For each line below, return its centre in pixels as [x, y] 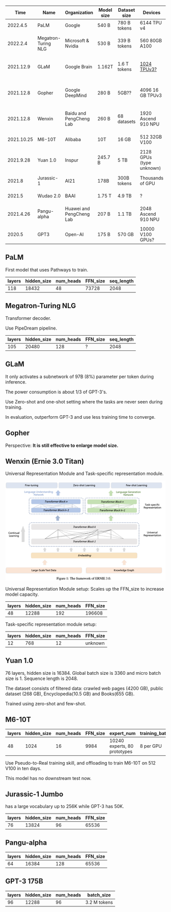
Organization [79, 12]
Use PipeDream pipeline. [31, 328]
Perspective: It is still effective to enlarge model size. [62, 445]
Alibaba [73, 139]
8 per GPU [151, 746]
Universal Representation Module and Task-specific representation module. [84, 474]
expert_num [122, 733]
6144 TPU [151, 22]
